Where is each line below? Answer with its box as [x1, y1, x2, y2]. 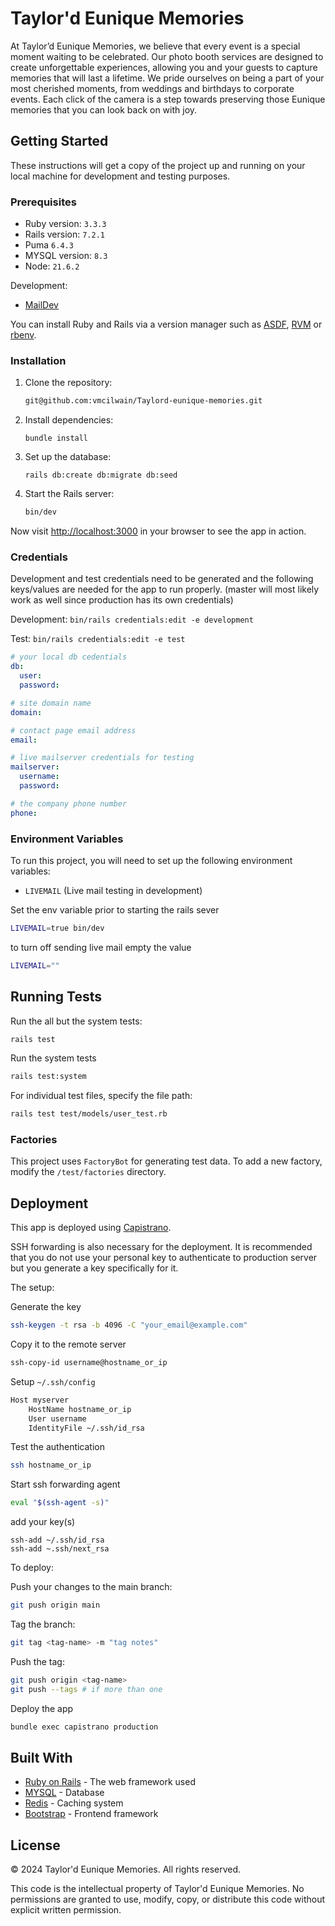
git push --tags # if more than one [10, 1684, 163, 1694]
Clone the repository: [24, 377, 113, 389]
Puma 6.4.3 [24, 239, 74, 251]
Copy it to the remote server [10, 1338, 127, 1351]
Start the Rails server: [24, 488, 115, 500]
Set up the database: [24, 451, 112, 463]
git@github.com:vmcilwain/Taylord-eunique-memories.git [24, 396, 263, 406]
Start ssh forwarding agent [10, 1478, 121, 1491]
